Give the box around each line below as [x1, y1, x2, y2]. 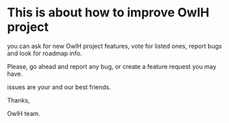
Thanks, [7, 96, 30, 104]
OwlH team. [7, 109, 40, 118]
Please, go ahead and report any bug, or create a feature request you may [7, 62, 217, 70]
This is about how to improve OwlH [7, 5, 210, 20]
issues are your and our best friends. [7, 83, 111, 91]
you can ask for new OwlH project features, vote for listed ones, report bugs [7, 42, 222, 50]
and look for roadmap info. [7, 49, 82, 57]
